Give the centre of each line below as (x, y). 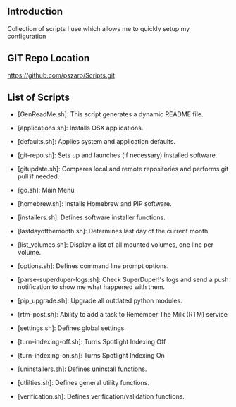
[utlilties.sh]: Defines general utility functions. (83, 383)
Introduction (35, 12)
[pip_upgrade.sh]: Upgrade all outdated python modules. (100, 301)
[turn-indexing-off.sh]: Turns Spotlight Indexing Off (92, 342)
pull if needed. (38, 176)
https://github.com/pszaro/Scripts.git (61, 75)
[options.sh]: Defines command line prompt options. (93, 266)
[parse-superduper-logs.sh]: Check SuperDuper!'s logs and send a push (123, 280)
